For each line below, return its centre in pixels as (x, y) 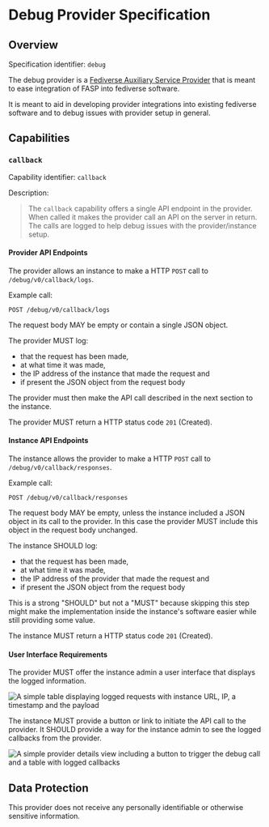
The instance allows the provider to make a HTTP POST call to (110, 458)
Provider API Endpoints (48, 253)
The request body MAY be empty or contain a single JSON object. (118, 325)
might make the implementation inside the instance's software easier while (132, 612)
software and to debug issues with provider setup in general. (110, 113)
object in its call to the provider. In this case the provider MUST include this (133, 522)
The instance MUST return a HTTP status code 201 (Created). (111, 636)
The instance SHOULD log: (53, 546)
